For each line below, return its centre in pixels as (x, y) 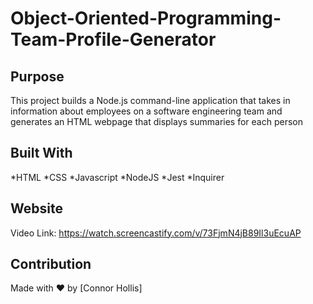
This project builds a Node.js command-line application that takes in (150, 100)
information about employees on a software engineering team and (146, 111)
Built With (41, 153)
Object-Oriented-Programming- (146, 18)
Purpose (37, 76)
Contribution (51, 264)
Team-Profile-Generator (113, 39)
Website (36, 208)
